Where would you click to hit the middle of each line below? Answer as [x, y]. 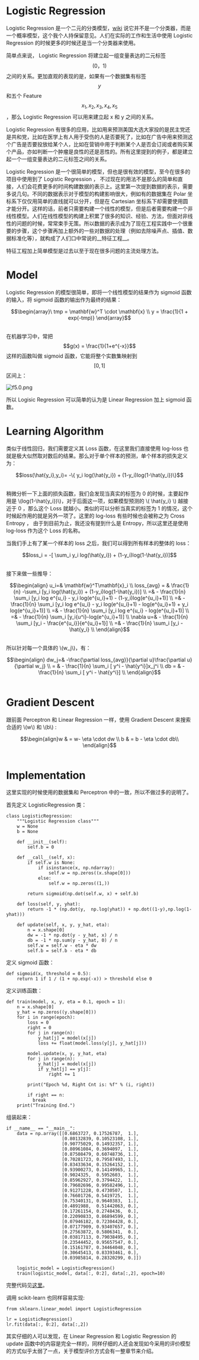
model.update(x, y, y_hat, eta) [68, 1054]
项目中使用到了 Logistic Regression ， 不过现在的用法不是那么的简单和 [92, 179]
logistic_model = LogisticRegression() [66, 1268]
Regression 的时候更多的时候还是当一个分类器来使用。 [73, 43]
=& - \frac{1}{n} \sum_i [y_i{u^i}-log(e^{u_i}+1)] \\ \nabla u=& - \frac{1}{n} [99, 616]
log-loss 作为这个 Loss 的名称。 [45, 531]
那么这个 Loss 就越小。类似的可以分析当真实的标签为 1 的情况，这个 [110, 508]
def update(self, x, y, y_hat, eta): [63, 925]
